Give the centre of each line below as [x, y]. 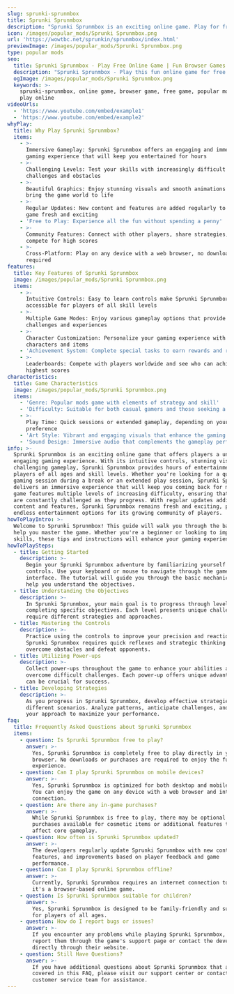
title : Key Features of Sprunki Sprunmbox [76, 273]
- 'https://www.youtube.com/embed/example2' [79, 117]
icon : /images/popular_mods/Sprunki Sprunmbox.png [82, 33]
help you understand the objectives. [80, 584]
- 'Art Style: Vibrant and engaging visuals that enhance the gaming [123, 435]
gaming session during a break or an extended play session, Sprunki [116, 481]
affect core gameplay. [65, 831]
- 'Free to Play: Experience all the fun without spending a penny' [121, 221]
